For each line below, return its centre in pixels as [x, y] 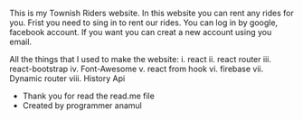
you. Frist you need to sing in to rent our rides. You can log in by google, [144, 23]
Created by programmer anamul [82, 106]
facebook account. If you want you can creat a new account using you [141, 32]
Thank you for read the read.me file [89, 96]
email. [21, 42]
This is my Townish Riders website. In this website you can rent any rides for [151, 13]
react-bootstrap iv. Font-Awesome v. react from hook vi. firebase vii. [137, 69]
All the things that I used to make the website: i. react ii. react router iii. [140, 59]
